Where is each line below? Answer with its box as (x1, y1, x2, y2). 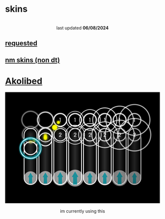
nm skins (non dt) (5, 55, 60, 64)
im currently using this (59, 208, 106, 214)
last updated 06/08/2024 (56, 25, 109, 30)
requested (5, 39, 38, 48)
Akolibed (5, 75, 43, 86)
